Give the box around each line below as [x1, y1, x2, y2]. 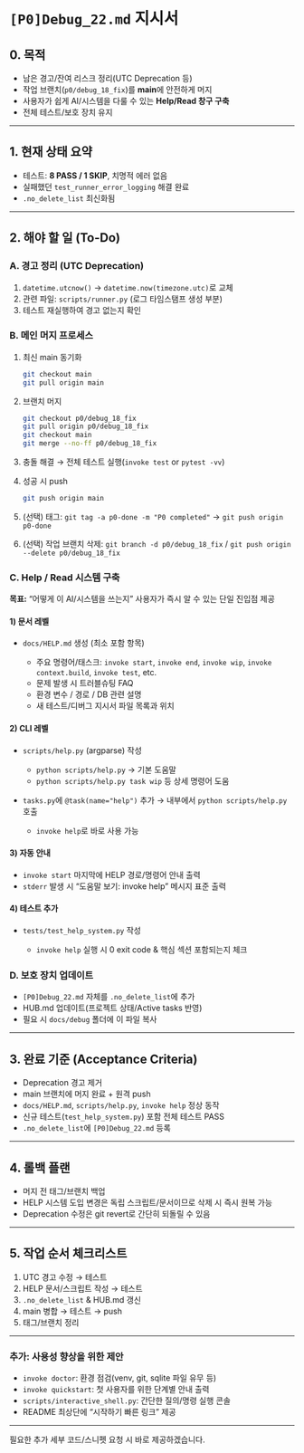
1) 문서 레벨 [9, 616, 50, 626]
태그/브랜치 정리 [22, 1316, 80, 1327]
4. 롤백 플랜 [9, 1160, 71, 1175]
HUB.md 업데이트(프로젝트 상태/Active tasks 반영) [22, 1002, 203, 1014]
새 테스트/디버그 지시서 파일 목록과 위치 [35, 701, 175, 712]
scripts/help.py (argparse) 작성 [22, 744, 142, 756]
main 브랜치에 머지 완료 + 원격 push [22, 1088, 151, 1100]
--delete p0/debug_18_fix [22, 549, 120, 558]
